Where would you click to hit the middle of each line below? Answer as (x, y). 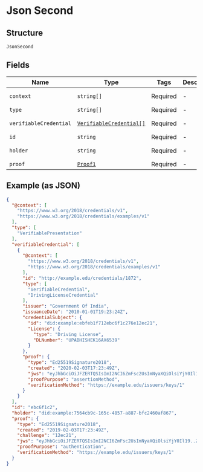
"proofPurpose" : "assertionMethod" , (74, 379)
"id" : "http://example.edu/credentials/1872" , (82, 278)
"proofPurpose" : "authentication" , (62, 447)
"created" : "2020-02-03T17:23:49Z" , (74, 368)
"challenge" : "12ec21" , (47, 436)
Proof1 (86, 164)
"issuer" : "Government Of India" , (66, 306)
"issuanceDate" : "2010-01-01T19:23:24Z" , (75, 312)
